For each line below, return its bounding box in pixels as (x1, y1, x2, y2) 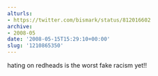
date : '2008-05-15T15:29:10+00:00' (7, 36, 111, 43)
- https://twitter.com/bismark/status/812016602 (7, 17, 151, 23)
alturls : (7, 10, 33, 17)
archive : (7, 23, 33, 30)
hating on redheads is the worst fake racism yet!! (7, 61, 148, 69)
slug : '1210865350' (7, 42, 64, 49)
